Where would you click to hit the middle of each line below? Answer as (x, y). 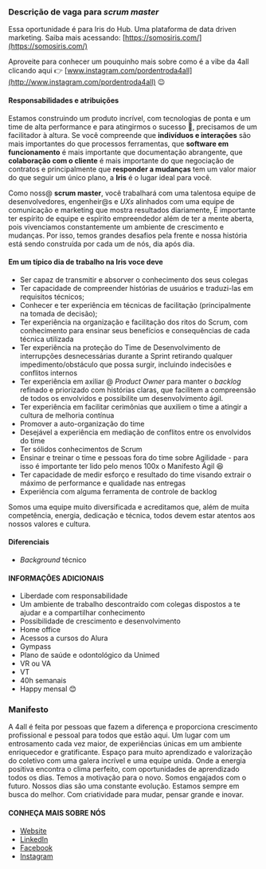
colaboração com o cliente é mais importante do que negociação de (121, 160)
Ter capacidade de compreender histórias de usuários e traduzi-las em (136, 288)
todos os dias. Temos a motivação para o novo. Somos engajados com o (127, 778)
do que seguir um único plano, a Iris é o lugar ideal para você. (110, 177)
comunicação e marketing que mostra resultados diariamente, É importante (132, 210)
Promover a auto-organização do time (82, 423)
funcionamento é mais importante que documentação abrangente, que (125, 152)
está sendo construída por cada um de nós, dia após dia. (102, 244)
